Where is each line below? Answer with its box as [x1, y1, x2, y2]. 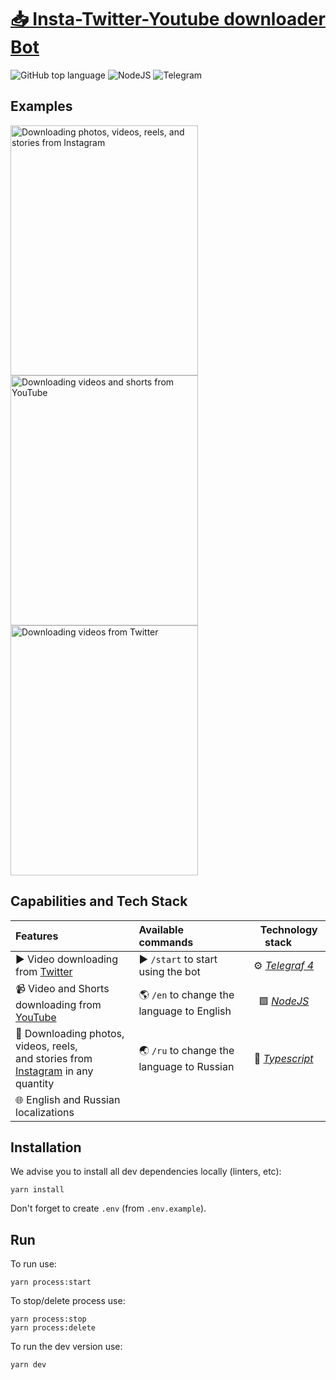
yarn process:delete [10, 1323, 97, 1333]
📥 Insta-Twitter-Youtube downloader [10, 8, 326, 31]
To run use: [10, 1258, 57, 1270]
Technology [259, 922, 318, 936]
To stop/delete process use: [10, 1295, 126, 1307]
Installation [10, 1139, 82, 1156]
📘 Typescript [253, 1051, 314, 1065]
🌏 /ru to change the [138, 1044, 235, 1058]
